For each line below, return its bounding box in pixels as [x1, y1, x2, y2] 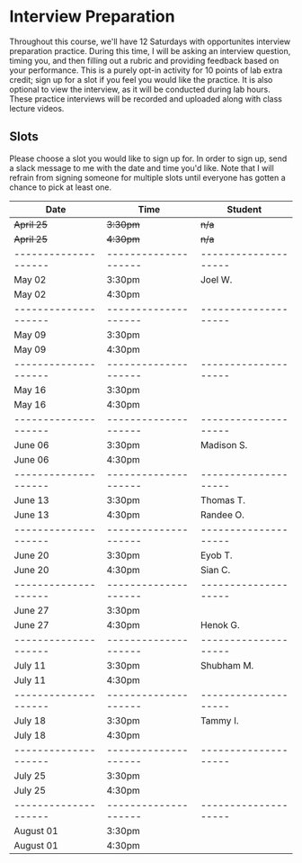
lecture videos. [9, 103, 65, 113]
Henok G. [200, 618, 240, 631]
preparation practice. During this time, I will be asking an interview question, [9, 45, 291, 56]
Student [226, 202, 262, 215]
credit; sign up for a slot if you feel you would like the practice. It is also [9, 74, 273, 85]
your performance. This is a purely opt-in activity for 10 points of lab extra [9, 65, 283, 76]
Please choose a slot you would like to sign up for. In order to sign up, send [9, 153, 288, 164]
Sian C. [200, 563, 231, 576]
